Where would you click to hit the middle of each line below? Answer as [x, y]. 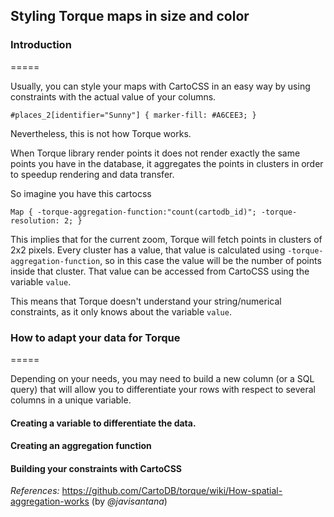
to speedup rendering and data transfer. [92, 174]
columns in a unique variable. [71, 400]
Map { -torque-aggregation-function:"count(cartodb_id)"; [133, 212]
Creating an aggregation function [81, 446]
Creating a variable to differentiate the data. [103, 423]
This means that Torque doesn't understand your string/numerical [146, 301]
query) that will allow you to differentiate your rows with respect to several [163, 389]
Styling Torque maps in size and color [130, 16]
